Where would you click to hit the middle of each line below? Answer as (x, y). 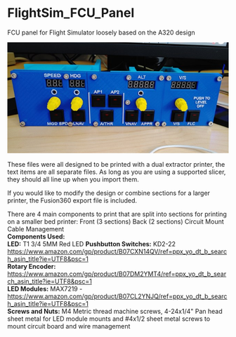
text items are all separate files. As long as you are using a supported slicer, (117, 172)
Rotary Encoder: (32, 266)
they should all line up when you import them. (73, 179)
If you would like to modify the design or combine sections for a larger (109, 193)
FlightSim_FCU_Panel (71, 13)
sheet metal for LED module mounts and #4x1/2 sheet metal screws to (109, 319)
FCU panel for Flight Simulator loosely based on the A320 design (101, 32)
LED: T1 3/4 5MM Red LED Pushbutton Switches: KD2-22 (92, 243)
